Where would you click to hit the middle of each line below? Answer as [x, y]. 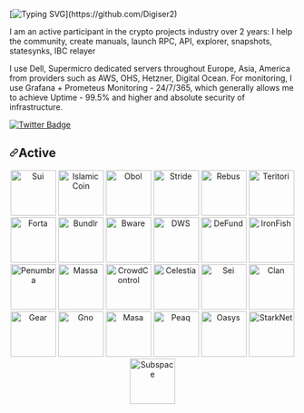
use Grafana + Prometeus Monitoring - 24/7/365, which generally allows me [152, 88]
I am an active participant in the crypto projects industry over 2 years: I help [151, 31]
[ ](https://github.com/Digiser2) [93, 14]
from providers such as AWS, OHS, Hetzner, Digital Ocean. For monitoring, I [151, 78]
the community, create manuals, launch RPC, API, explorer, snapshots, [141, 41]
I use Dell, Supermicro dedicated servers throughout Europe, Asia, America [150, 69]
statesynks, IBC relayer [53, 51]
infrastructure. [36, 107]
